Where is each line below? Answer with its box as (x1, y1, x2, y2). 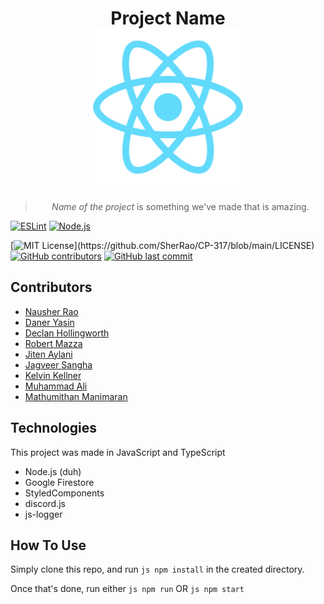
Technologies (10, 420, 98, 437)
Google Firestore (24, 476, 95, 488)
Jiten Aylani (24, 348, 73, 360)
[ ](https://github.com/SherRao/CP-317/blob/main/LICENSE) (10, 239, 315, 251)
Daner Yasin (24, 316, 75, 328)
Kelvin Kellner (24, 369, 82, 381)
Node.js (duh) (24, 465, 82, 477)
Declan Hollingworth (24, 327, 110, 339)
